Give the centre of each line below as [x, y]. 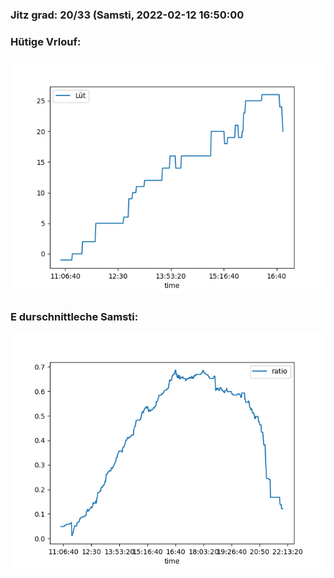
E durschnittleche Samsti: [74, 317]
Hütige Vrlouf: [46, 41]
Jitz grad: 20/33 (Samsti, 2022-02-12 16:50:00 [127, 15]
